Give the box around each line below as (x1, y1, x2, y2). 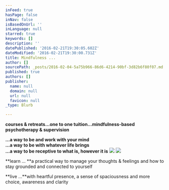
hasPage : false (5, 12, 38, 17)
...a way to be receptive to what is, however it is (5, 148, 108, 154)
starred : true (5, 31, 36, 36)
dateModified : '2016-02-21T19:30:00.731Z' (5, 50, 97, 55)
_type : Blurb (5, 103, 33, 108)
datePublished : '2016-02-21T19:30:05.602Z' (5, 46, 100, 51)
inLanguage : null (5, 27, 42, 32)
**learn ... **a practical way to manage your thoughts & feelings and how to (5, 158, 164, 164)
